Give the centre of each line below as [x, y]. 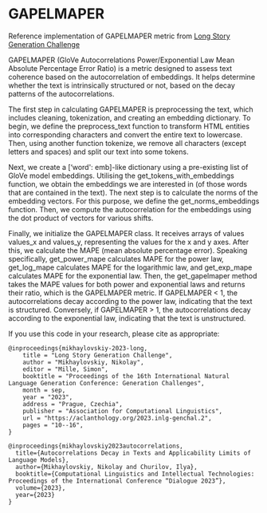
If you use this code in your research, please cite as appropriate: [114, 333]
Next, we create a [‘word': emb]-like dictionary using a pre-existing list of [128, 167]
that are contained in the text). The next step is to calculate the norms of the [133, 192]
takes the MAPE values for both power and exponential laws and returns [127, 284]
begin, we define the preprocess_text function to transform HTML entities [129, 126]
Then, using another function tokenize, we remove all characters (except [128, 143]
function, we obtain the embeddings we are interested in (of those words [128, 183]
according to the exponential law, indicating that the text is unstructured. [127, 318]
